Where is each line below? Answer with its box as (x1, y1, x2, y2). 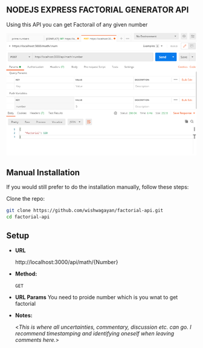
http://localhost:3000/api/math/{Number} (14, 258, 118, 265)
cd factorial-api (6, 214, 50, 220)
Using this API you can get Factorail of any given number (6, 21, 148, 28)
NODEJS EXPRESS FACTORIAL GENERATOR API (6, 5, 189, 15)
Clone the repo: (6, 195, 45, 202)
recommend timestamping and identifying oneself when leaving (14, 329, 175, 337)
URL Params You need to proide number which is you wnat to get (14, 293, 178, 301)
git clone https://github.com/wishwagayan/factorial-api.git (6, 207, 164, 213)
